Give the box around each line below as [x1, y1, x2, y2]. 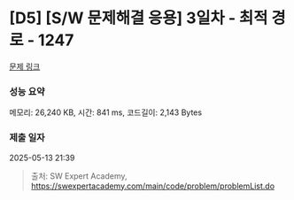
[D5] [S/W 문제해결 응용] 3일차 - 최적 [9, 8, 268, 28]
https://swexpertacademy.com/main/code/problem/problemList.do [30, 181, 275, 191]
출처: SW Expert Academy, [30, 170, 128, 181]
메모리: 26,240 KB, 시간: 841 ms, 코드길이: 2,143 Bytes [9, 107, 202, 118]
